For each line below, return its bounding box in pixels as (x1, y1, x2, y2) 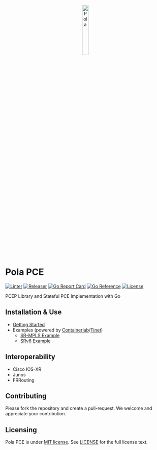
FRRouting (12, 377, 35, 383)
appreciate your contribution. (5, 411, 67, 417)
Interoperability (5, 352, 56, 361)
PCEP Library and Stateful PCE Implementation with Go (5, 293, 121, 299)
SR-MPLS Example (20, 332, 60, 338)
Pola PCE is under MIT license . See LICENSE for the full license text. (5, 439, 148, 445)
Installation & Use (5, 308, 62, 317)
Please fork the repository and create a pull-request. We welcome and (5, 405, 152, 411)
